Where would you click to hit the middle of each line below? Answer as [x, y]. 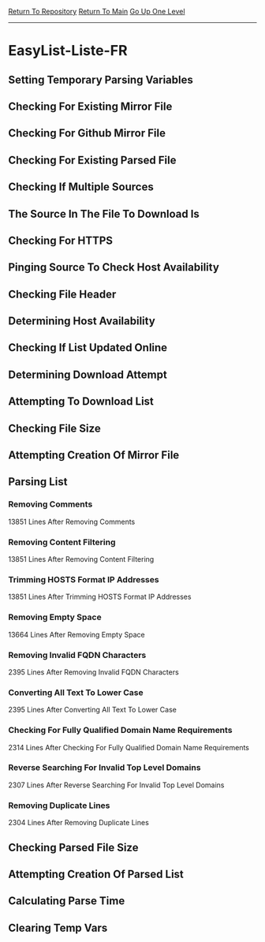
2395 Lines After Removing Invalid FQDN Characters [93, 672]
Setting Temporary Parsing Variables [101, 79]
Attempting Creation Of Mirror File [94, 456]
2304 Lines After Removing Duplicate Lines [79, 823]
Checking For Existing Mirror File [90, 106]
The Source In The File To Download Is [104, 213]
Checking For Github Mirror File [87, 133]
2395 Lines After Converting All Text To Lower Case [93, 710]
